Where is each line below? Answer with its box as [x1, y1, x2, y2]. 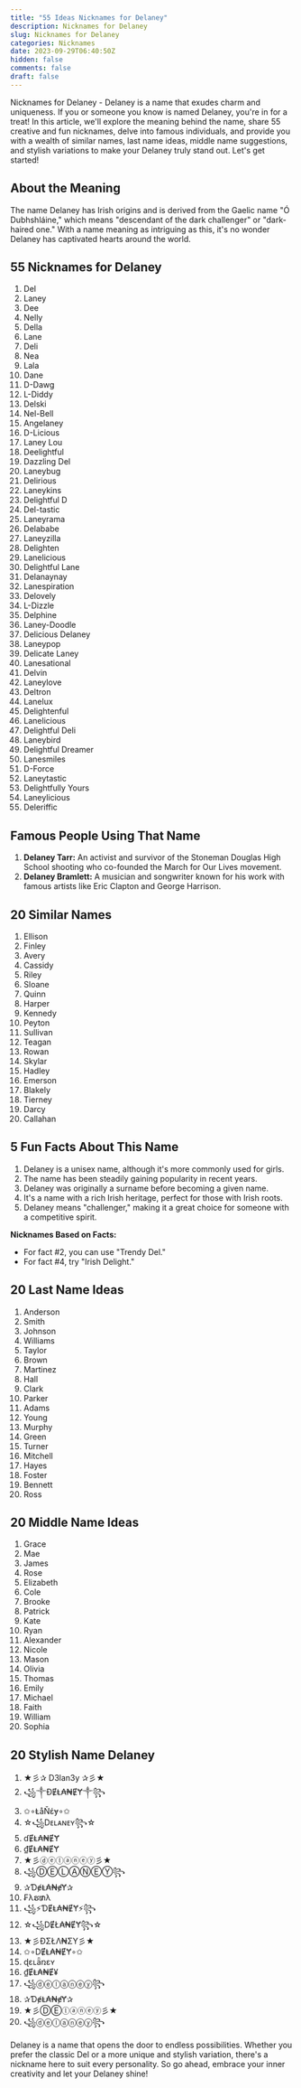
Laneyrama [23, 514, 66, 525]
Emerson [23, 1075, 57, 1085]
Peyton [23, 1017, 50, 1028]
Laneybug [23, 466, 61, 477]
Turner [23, 1440, 49, 1451]
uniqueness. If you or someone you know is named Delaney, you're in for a [10, 106, 287, 117]
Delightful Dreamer [23, 744, 94, 755]
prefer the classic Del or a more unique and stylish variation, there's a [10, 2049, 269, 2060]
